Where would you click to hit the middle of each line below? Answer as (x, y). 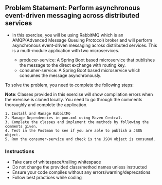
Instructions (20, 151)
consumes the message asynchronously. (60, 75)
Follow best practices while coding (47, 178)
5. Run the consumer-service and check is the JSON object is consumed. (80, 139)
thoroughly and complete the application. (46, 105)
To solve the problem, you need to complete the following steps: (69, 85)
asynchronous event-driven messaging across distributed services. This (84, 45)
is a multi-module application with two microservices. (66, 50)
